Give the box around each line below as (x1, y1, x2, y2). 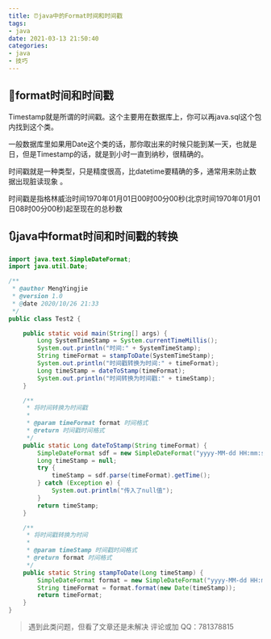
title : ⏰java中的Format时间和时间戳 (8, 11, 123, 20)
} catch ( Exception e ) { (37, 479, 121, 487)
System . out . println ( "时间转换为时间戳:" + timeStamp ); (37, 374, 216, 382)
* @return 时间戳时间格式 (26, 427, 105, 435)
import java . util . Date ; (8, 263, 89, 271)
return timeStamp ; (37, 502, 99, 510)
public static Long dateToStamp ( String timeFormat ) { (23, 441, 207, 449)
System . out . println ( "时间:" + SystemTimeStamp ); (37, 344, 202, 352)
